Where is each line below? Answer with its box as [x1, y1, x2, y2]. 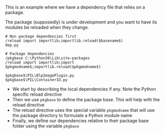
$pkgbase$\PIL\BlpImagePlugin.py [5, 73, 75, 78]
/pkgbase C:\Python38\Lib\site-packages [5, 56, 90, 61]
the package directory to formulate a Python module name [12, 113, 133, 118]
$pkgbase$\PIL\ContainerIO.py [5, 77, 68, 82]
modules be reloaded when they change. [5, 24, 89, 30]
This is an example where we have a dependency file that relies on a [5, 4, 145, 10]
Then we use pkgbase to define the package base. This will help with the [12, 97, 160, 102]
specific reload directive [12, 91, 62, 97]
